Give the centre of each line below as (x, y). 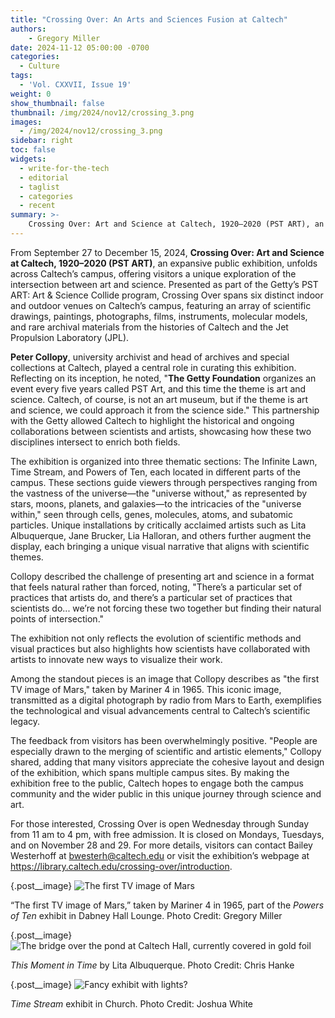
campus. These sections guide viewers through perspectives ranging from (164, 482)
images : (26, 122)
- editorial (44, 177)
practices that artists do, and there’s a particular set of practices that (151, 597)
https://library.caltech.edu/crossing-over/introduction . (121, 866)
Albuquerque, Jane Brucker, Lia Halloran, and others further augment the (161, 535)
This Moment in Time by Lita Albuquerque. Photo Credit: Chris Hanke (152, 965)
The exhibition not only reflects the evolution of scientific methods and (156, 638)
